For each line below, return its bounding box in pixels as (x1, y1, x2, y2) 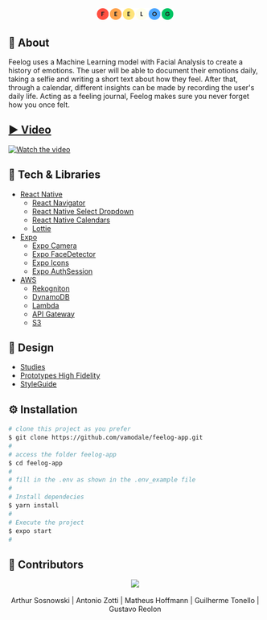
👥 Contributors (8, 557, 84, 571)
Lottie (31, 223, 51, 233)
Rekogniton (31, 283, 70, 293)
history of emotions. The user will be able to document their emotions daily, (8, 65, 259, 75)
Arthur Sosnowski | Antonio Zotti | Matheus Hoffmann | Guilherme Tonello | (10, 596, 260, 606)
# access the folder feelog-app (8, 450, 117, 458)
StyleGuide (19, 379, 57, 389)
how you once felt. (8, 100, 70, 110)
